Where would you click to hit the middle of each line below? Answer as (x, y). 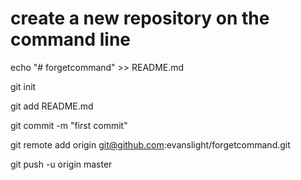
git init (23, 86)
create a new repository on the (140, 18)
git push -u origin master (61, 164)
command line (71, 39)
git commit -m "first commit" (69, 125)
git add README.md (52, 106)
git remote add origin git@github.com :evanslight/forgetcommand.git (150, 144)
